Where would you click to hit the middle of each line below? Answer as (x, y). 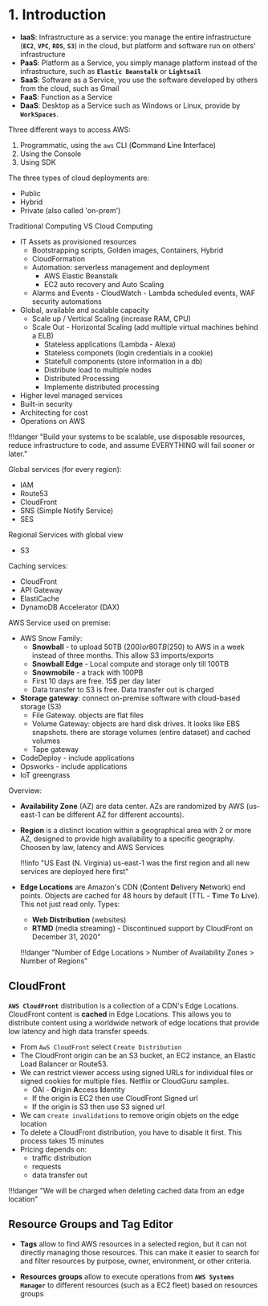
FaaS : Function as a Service (66, 97)
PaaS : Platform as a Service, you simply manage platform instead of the (139, 63)
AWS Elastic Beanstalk (81, 276)
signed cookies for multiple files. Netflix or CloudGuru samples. (124, 1081)
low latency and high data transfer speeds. (79, 1031)
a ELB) (43, 335)
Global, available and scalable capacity (85, 310)
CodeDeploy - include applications (77, 758)
